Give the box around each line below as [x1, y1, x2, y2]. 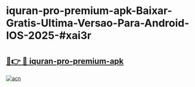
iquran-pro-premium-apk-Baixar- [6, 4, 173, 18]
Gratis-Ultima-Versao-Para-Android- [6, 16, 190, 30]
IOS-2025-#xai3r [6, 29, 92, 42]
